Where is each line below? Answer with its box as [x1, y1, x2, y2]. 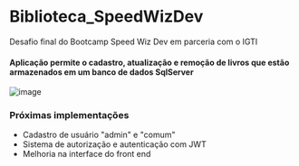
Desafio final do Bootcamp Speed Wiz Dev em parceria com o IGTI [9, 36, 258, 47]
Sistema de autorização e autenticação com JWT [22, 139, 207, 150]
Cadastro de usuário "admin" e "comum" [22, 129, 176, 141]
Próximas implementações [9, 109, 130, 122]
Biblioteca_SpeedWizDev [9, 6, 204, 27]
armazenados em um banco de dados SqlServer [9, 66, 194, 78]
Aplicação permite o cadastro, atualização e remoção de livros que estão [9, 57, 290, 68]
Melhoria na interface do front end [22, 149, 151, 160]
